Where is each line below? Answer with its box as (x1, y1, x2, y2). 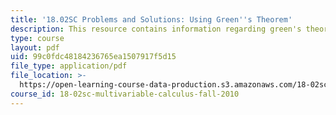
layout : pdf (10, 42, 60, 53)
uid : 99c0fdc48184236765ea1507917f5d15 (10, 52, 177, 62)
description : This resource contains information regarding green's (10, 24, 302, 34)
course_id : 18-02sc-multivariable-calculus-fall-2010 (10, 89, 240, 99)
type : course (10, 33, 65, 43)
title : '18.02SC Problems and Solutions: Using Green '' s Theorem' (10, 14, 293, 25)
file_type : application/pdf (10, 61, 128, 71)
